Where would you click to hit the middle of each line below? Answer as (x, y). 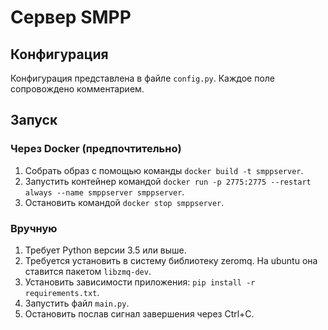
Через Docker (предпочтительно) (96, 149)
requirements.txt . (62, 292)
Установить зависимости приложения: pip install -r (140, 282)
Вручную (34, 228)
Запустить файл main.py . (77, 303)
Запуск (34, 120)
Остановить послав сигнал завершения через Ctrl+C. (139, 313)
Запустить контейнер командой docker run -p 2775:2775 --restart (168, 181)
